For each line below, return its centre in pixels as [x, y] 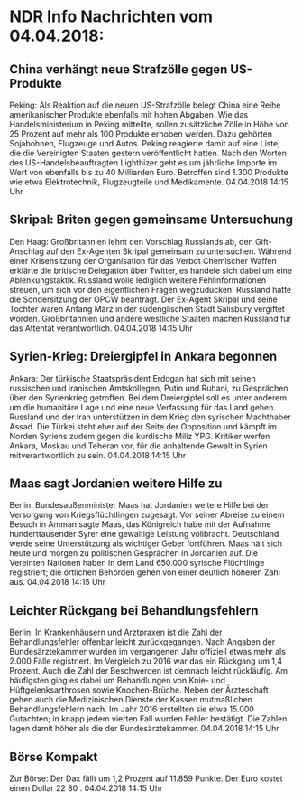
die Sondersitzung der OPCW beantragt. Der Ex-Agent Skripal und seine [143, 299]
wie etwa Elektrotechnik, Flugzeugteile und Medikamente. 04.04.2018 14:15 [149, 182]
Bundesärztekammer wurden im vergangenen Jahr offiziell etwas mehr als [148, 652]
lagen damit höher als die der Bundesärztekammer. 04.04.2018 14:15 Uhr [144, 729]
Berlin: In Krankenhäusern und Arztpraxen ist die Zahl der [116, 632]
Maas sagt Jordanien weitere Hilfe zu [116, 484]
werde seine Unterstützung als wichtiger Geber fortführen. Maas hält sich [146, 543]
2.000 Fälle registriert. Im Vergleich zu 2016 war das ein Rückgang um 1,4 [146, 661]
